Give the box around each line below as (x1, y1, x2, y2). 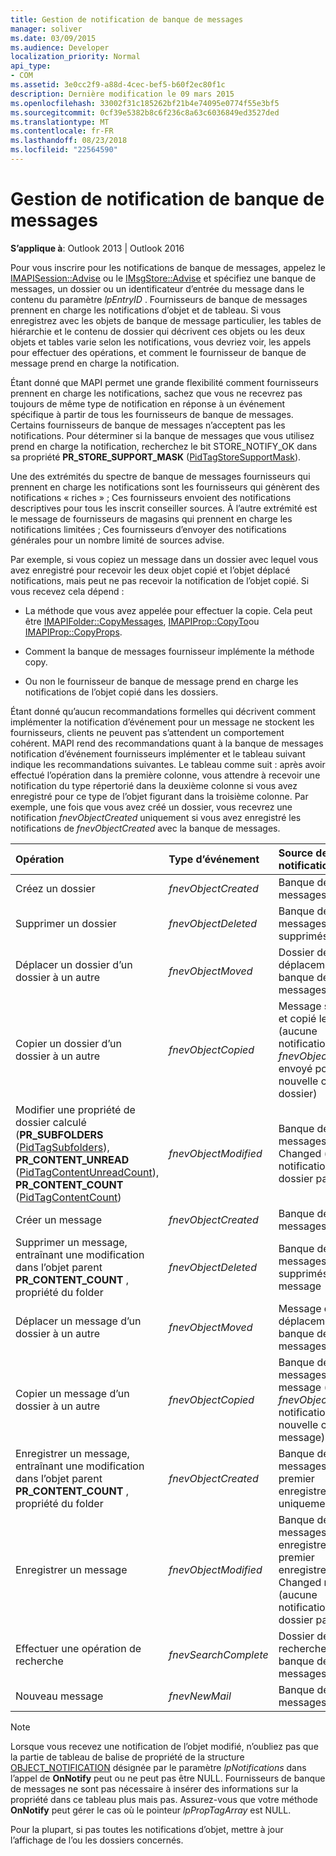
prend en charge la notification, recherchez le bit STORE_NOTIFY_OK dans (10, 440, 318, 452)
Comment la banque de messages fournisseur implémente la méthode (24, 645, 315, 657)
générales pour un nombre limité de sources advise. (10, 534, 225, 546)
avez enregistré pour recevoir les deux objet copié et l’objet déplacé (10, 564, 291, 576)
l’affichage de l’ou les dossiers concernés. (10, 1834, 184, 1846)
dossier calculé (15, 1115, 87, 1129)
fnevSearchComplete (168, 1647, 269, 1661)
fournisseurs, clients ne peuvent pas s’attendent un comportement (10, 726, 285, 738)
